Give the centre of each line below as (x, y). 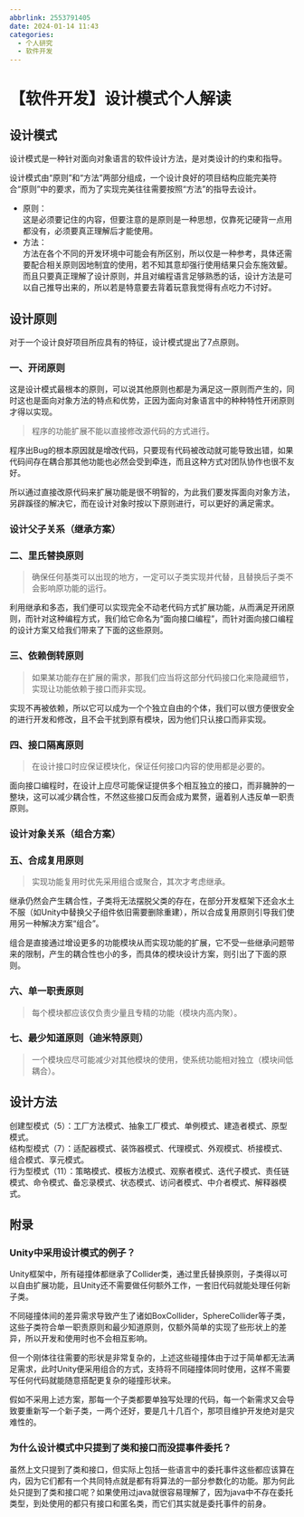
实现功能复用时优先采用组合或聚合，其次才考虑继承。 (131, 882)
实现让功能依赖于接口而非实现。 (91, 688)
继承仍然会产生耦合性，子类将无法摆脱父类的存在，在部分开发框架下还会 (144, 901)
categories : (32, 34)
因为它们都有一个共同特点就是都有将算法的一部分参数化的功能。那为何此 (160, 1481)
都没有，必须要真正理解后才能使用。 (90, 231)
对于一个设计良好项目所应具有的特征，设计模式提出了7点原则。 (127, 342)
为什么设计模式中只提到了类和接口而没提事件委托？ (121, 1448)
